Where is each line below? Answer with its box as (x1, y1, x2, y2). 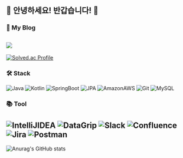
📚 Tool (6, 100, 27, 108)
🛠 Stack (6, 70, 31, 78)
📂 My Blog (6, 24, 36, 32)
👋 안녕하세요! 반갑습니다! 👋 (6, 5, 99, 16)
